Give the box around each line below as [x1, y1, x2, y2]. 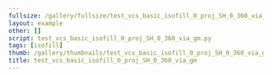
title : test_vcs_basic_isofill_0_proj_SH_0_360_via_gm [8, 57, 198, 65]
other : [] [8, 26, 42, 34]
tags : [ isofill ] [8, 42, 63, 50]
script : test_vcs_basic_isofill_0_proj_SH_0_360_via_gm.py [8, 34, 212, 43]
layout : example [8, 19, 63, 27]
